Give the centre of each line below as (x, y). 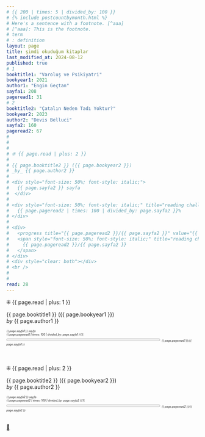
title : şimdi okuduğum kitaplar (47, 52)
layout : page (23, 46)
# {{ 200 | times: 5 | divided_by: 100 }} (61, 12)
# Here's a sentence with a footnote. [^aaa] (65, 23)
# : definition (26, 40)
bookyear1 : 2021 (27, 80)
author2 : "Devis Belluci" (39, 120)
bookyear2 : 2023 (27, 114)
